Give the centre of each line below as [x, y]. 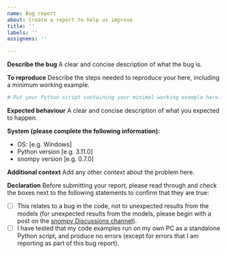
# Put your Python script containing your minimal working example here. [115, 98]
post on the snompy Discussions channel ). [77, 221]
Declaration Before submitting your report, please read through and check [112, 185]
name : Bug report [32, 13]
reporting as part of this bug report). [68, 243]
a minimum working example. [49, 85]
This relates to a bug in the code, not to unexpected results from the [113, 206]
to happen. [22, 118]
